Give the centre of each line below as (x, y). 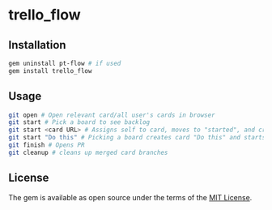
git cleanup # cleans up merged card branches (88, 152)
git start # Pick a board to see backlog (79, 122)
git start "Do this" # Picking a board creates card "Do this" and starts (137, 138)
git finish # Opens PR (47, 145)
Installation (37, 45)
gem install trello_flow (50, 71)
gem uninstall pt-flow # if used (65, 63)
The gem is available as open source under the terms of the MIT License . (130, 197)
